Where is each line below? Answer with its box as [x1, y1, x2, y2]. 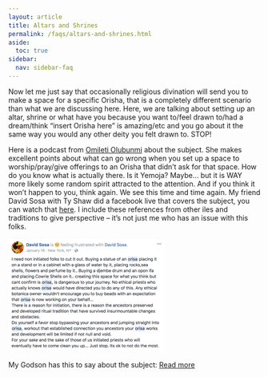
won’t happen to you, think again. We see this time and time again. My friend [8, 187, 261, 197]
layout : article [8, 13, 62, 21]
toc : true [15, 47, 48, 55]
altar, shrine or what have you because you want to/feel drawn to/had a [8, 112, 244, 122]
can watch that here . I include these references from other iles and [8, 205, 228, 214]
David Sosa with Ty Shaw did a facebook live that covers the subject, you [8, 196, 250, 205]
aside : [8, 39, 30, 47]
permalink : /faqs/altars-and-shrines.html [8, 30, 152, 38]
